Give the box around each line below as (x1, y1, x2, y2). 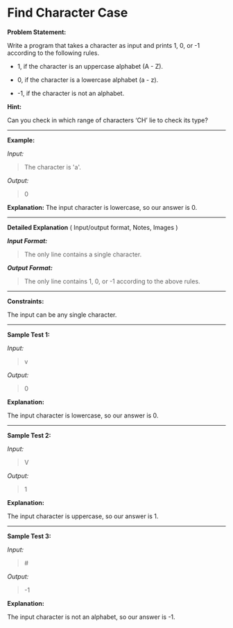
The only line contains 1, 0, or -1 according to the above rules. (24, 276, 200, 286)
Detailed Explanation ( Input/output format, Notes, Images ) (7, 223, 178, 231)
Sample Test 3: (7, 531, 51, 540)
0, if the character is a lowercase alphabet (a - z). (17, 75, 159, 84)
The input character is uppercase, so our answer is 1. (7, 512, 159, 520)
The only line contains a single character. (24, 250, 142, 258)
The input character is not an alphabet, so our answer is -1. (7, 613, 175, 621)
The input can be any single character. (7, 311, 117, 319)
